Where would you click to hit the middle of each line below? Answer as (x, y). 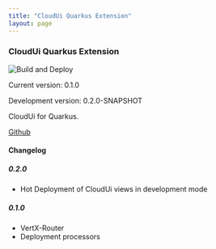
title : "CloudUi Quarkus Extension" (70, 16)
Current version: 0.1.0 (44, 85)
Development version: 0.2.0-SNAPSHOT (76, 100)
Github (19, 132)
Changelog (28, 150)
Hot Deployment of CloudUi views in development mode (114, 189)
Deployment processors (60, 237)
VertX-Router (42, 228)
